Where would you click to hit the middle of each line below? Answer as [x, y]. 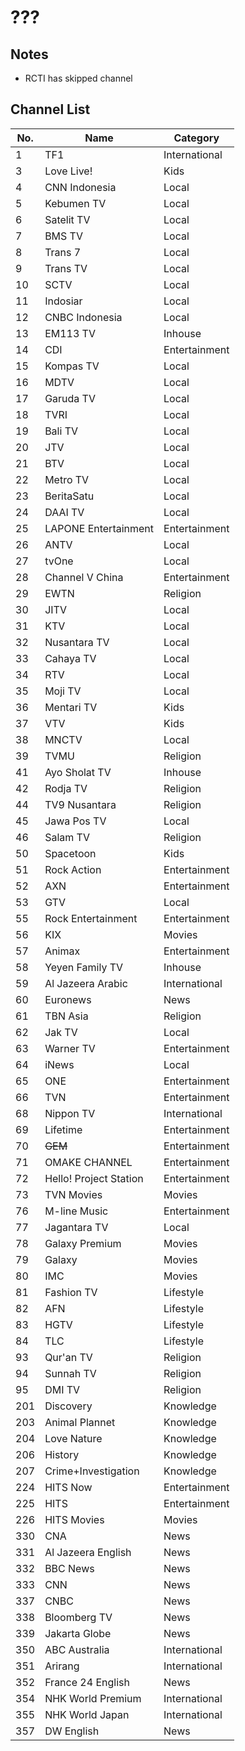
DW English [72, 1731]
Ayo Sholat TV [78, 772]
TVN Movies [73, 1194]
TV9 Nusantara [80, 804]
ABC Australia [77, 1649]
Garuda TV [70, 398]
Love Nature [73, 1438]
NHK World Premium [93, 1698]
